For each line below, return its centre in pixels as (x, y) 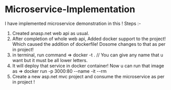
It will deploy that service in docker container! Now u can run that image (88, 66)
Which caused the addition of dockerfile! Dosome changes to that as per (89, 44)
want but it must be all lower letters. (50, 60)
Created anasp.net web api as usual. (51, 33)
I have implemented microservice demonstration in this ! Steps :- (73, 23)
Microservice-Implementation (70, 9)
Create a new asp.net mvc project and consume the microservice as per (88, 76)
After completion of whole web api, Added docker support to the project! (89, 39)
